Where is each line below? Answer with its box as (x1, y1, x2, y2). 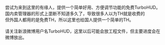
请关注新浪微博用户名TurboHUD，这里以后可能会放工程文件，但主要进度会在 (5, 28, 161, 34)
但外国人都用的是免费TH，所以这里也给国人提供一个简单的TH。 (5, 17, 134, 23)
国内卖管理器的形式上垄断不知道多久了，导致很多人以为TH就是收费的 (5, 11, 145, 16)
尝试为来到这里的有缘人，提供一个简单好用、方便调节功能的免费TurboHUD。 (5, 4, 161, 10)
